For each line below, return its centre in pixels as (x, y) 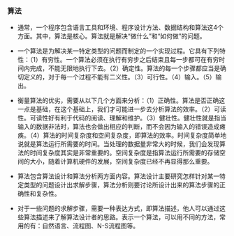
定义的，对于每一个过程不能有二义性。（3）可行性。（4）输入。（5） (119, 77)
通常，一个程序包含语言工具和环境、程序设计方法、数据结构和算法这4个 (120, 27)
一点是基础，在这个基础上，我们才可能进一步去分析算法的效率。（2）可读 (122, 109)
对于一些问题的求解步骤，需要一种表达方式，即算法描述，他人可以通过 (118, 209)
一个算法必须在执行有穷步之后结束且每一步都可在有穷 (142, 60)
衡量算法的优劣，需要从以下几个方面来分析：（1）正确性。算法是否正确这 (121, 101)
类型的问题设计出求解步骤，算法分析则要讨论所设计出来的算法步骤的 (122, 185)
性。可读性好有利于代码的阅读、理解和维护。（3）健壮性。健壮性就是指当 (122, 118)
